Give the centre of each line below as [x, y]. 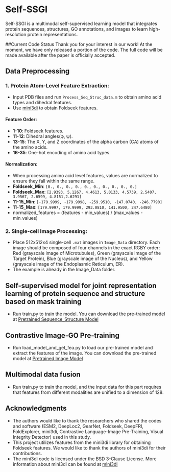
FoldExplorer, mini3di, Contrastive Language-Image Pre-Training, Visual [88, 431]
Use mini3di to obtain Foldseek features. [55, 108]
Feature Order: [21, 120]
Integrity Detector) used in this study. [52, 437]
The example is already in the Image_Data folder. [64, 270]
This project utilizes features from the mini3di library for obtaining [82, 442]
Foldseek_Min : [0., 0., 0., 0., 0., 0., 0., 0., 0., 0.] [75, 186]
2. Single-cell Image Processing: [46, 231]
